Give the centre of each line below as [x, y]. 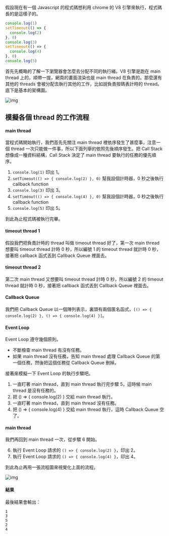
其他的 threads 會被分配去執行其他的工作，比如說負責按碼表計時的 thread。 [84, 84]
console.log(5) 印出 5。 [38, 208]
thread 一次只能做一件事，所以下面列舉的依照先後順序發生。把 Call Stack [87, 149]
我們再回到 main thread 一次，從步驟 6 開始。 [52, 439]
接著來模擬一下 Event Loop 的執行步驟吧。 [49, 374]
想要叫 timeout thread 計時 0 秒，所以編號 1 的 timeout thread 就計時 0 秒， [83, 249]
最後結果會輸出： [23, 502]
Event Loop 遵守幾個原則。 [33, 339]
